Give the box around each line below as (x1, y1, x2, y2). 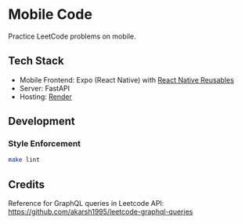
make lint (8, 156, 41, 164)
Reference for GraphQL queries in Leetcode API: (8, 199, 164, 208)
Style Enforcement (8, 138, 81, 149)
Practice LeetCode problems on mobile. (8, 31, 136, 41)
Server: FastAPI (19, 83, 70, 93)
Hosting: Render (19, 92, 73, 101)
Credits (8, 178, 45, 191)
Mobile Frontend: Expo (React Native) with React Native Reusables (19, 75, 235, 84)
